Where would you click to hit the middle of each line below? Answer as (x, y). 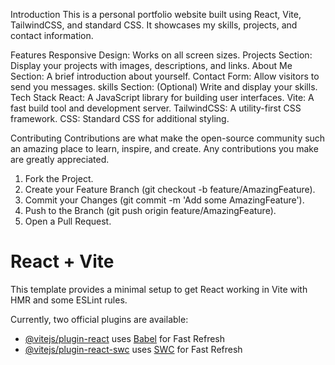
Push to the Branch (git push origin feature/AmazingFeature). (150, 210)
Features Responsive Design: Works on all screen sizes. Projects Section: (161, 55)
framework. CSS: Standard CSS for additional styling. (120, 118)
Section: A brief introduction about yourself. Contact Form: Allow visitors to (165, 76)
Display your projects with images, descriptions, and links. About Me (151, 65)
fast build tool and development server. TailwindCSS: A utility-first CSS (156, 108)
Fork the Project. (59, 178)
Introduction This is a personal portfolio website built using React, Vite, (156, 14)
